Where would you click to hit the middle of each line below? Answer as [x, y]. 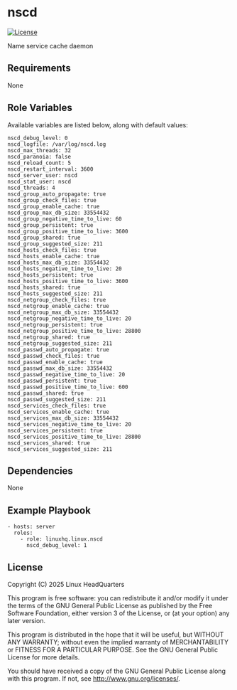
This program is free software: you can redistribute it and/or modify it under [118, 598]
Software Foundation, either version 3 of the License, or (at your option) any [118, 613]
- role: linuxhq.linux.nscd [61, 539]
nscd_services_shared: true [49, 443]
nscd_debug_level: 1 [56, 546]
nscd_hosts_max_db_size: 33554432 [59, 262]
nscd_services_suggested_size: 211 [60, 449]
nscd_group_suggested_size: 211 [55, 244]
